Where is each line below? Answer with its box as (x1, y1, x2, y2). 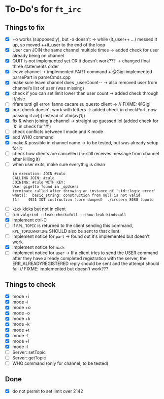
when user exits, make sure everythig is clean (12, 161, 105, 167)
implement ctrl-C (12, 217, 47, 223)
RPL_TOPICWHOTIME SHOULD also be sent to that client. (12, 228, 121, 234)
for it (12, 145, 22, 151)
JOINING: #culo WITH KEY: (12, 179, 66, 185)
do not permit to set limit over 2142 (12, 388, 83, 394)
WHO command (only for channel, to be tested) (12, 360, 109, 366)
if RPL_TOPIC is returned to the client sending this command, (12, 222, 133, 228)
